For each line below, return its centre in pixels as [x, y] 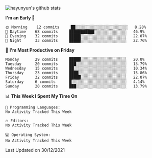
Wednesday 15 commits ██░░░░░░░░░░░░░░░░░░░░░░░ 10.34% [76, 69]
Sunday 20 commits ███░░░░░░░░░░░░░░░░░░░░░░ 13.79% [76, 86]
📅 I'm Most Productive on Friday [40, 50]
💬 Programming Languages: [33, 107]
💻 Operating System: [28, 135]
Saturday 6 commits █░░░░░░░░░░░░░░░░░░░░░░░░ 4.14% [75, 82]
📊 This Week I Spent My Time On [41, 96]
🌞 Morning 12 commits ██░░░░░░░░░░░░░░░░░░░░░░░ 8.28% [76, 27]
